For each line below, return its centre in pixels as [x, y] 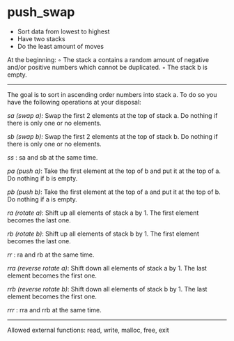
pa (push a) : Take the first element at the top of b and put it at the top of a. [114, 171]
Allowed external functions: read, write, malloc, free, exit [88, 330]
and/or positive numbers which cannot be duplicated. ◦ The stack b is [107, 67]
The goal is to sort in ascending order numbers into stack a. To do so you [112, 94]
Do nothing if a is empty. [42, 199]
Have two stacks [41, 38]
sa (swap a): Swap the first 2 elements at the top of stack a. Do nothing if [112, 115]
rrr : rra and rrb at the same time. [55, 310]
